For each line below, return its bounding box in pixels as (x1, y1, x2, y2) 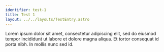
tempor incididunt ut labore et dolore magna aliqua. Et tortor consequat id (5, 36, 159, 42)
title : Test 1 (5, 12, 36, 17)
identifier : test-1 (5, 7, 47, 13)
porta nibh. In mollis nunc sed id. (5, 41, 74, 47)
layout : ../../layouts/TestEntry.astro (5, 17, 90, 22)
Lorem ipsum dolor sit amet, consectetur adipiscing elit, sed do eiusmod (5, 31, 156, 37)
